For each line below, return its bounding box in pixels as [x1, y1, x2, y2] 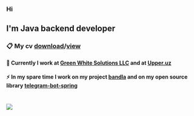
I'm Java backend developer [6, 24, 116, 34]
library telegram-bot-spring [6, 82, 78, 89]
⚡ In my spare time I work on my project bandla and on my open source [6, 73, 188, 80]
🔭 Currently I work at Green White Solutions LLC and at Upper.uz [6, 59, 172, 66]
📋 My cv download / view [6, 42, 81, 50]
